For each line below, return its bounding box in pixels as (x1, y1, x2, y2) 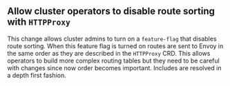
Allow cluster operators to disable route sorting (7, 6, 215, 17)
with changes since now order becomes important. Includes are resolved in (7, 63, 222, 72)
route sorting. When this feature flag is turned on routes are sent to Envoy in (7, 41, 224, 50)
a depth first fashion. (7, 71, 67, 79)
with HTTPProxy (7, 17, 71, 28)
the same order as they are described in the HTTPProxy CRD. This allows (7, 49, 211, 57)
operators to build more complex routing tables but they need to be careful (7, 56, 220, 65)
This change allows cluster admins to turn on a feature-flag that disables (7, 34, 217, 43)
